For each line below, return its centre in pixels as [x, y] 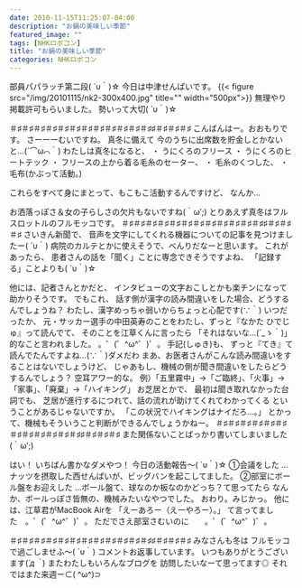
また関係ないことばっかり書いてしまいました [205, 434]
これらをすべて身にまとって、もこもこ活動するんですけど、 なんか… [135, 192]
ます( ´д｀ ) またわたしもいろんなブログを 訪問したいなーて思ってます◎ [140, 563]
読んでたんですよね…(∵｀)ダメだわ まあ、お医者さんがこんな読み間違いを [146, 355]
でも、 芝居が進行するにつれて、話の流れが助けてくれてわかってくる [143, 400]
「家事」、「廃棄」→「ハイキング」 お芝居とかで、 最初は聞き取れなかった [145, 389]
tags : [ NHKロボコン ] [45, 43]
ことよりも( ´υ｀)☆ [60, 268]
